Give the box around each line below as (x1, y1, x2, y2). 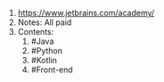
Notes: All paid (17, 17, 72, 28)
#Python (30, 45, 62, 56)
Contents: (17, 27, 54, 37)
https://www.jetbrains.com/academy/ (17, 8, 155, 18)
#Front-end (30, 64, 73, 75)
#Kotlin (30, 55, 58, 65)
